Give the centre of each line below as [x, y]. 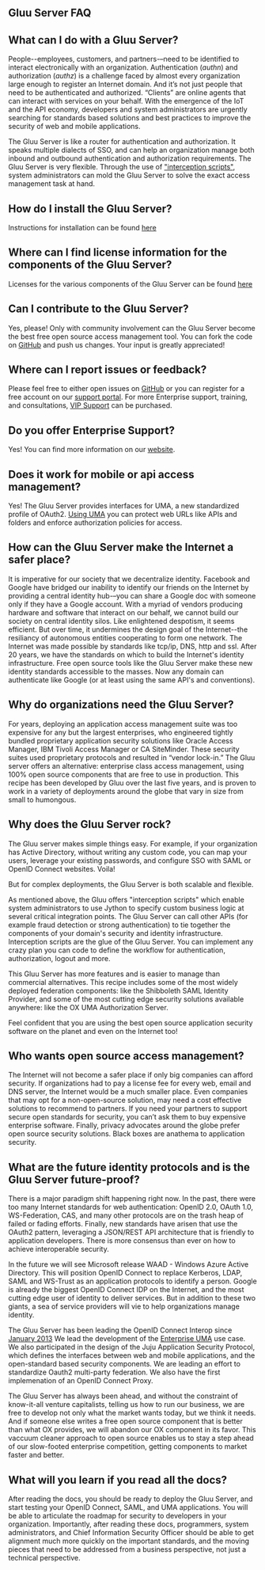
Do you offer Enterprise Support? [92, 430]
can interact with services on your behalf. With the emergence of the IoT [126, 101]
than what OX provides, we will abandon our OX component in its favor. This [132, 1430]
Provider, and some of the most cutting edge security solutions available [126, 999]
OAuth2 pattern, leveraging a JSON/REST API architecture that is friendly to [131, 1232]
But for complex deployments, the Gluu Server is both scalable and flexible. [131, 884]
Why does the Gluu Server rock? [90, 825]
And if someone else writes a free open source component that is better [125, 1421]
